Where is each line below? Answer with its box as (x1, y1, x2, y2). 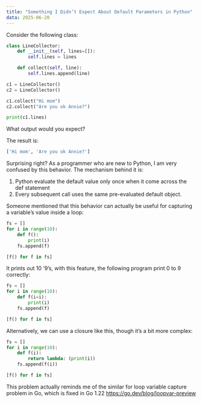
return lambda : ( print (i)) (28, 356, 96, 362)
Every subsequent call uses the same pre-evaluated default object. (14, 191, 182, 198)
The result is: (6, 137, 39, 144)
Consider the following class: (6, 31, 78, 38)
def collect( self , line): (17, 65, 83, 71)
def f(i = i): (17, 294, 47, 300)
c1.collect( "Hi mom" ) (6, 98, 61, 104)
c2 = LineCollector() (6, 87, 61, 93)
